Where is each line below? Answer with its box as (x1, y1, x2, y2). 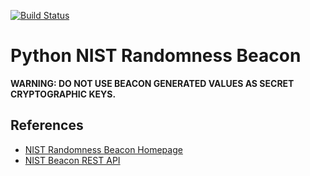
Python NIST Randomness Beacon (10, 45, 302, 67)
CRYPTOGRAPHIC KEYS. (10, 88, 117, 100)
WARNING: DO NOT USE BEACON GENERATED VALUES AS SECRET (10, 77, 295, 89)
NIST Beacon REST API (24, 154, 121, 166)
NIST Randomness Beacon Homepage (24, 143, 183, 155)
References (10, 117, 84, 134)
